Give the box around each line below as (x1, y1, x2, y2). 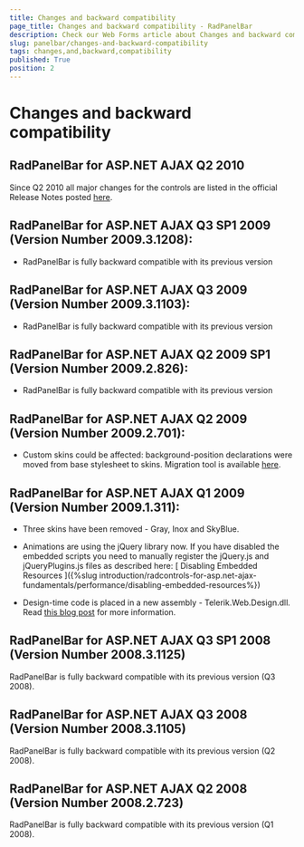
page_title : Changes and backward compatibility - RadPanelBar (9, 22, 253, 31)
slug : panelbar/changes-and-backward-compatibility (9, 38, 208, 48)
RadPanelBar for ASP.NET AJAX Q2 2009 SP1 (9, 346, 271, 362)
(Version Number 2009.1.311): (9, 499, 181, 515)
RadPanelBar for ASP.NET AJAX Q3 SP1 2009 (9, 218, 271, 234)
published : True (9, 55, 71, 64)
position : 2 (9, 64, 54, 73)
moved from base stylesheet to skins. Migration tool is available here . (22, 459, 281, 470)
